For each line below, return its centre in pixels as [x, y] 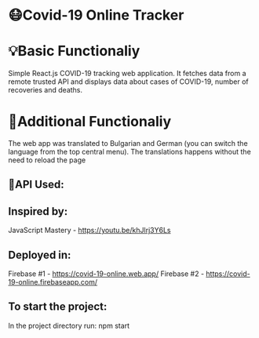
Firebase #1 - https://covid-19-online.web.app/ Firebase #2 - [106, 274]
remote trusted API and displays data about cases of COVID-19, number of [128, 82]
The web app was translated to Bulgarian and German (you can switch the [128, 144]
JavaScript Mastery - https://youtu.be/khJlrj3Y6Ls [89, 231]
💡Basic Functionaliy [74, 51]
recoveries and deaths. [46, 90]
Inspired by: [38, 211]
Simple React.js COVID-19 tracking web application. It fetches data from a [127, 74]
